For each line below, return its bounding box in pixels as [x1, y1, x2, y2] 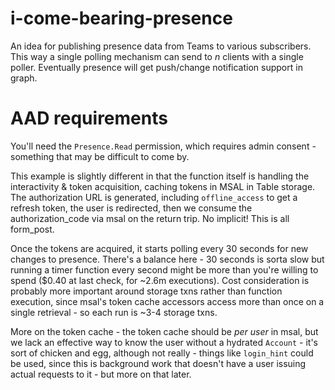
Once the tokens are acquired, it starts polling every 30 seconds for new [10, 242, 309, 254]
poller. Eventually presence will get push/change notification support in [10, 61, 303, 73]
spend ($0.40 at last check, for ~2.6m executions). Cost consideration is [10, 274, 310, 286]
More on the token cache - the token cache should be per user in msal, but [10, 325, 319, 337]
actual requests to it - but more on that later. [10, 368, 192, 380]
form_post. [10, 223, 55, 235]
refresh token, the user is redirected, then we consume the [10, 202, 253, 214]
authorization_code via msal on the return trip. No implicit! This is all [10, 212, 290, 224]
